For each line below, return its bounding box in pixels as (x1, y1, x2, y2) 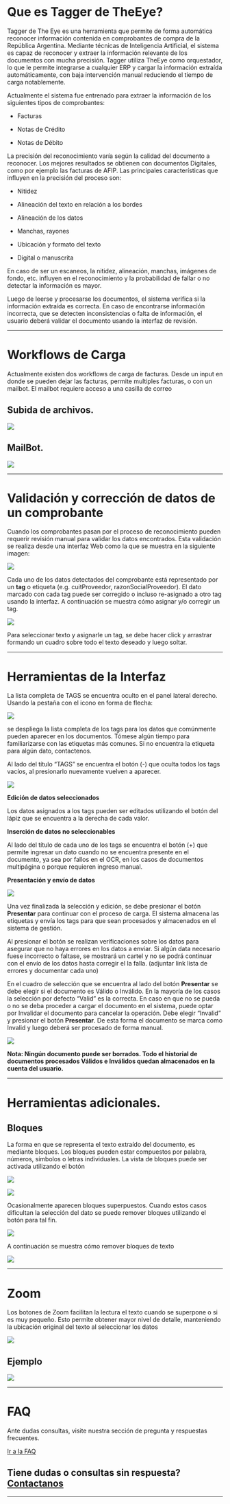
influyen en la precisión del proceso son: (7, 173, 122, 182)
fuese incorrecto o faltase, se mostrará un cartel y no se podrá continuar (7, 952, 212, 960)
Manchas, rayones (16, 227, 70, 235)
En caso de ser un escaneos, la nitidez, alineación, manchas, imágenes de (7, 266, 217, 275)
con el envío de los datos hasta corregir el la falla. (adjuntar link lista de (7, 959, 207, 968)
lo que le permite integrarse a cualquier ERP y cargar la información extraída (7, 63, 222, 71)
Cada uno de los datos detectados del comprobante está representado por (7, 576, 218, 584)
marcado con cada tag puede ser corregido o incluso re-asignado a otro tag (7, 590, 222, 598)
